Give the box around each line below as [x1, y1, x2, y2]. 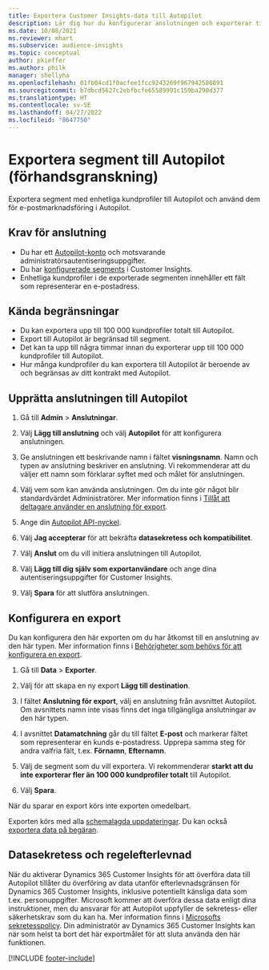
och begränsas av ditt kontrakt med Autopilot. [19, 368, 171, 378]
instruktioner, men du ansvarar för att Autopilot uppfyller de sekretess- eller [8, 903, 258, 913]
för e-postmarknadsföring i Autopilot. [8, 202, 131, 212]
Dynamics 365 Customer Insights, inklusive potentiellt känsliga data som [8, 887, 247, 896]
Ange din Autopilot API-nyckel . [19, 518, 122, 527]
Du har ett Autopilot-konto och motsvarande [19, 247, 166, 257]
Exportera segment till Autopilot [8, 151, 226, 169]
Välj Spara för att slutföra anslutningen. [19, 588, 150, 598]
